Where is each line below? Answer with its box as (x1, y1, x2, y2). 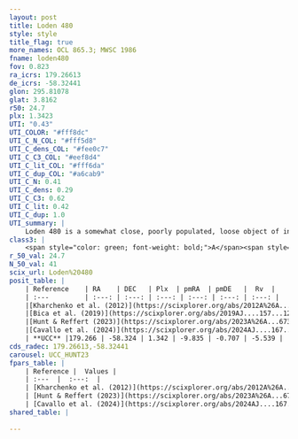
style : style (9, 29, 58, 38)
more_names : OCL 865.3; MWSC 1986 (9, 46, 137, 55)
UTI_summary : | (9, 219, 66, 227)
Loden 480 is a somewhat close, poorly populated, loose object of (25, 227, 279, 235)
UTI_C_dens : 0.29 (9, 186, 74, 195)
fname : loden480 (9, 54, 69, 63)
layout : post (9, 12, 58, 22)
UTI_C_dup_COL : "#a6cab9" (9, 169, 105, 178)
